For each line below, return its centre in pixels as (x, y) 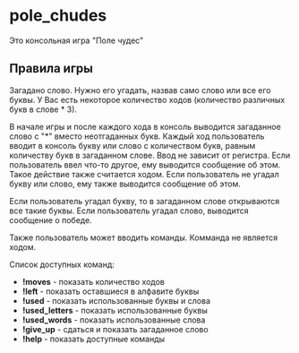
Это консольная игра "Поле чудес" (77, 40)
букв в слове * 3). (43, 109)
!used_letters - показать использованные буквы (115, 310)
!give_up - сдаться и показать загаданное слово (115, 329)
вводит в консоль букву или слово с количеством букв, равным (132, 145)
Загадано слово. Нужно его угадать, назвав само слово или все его (140, 90)
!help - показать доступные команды (94, 339)
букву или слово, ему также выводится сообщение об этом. (125, 184)
